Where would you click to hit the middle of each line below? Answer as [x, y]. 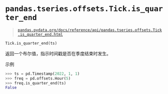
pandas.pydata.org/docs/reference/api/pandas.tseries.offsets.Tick [90, 30]
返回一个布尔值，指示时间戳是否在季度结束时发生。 [58, 53]
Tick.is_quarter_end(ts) [31, 43]
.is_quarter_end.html [40, 34]
